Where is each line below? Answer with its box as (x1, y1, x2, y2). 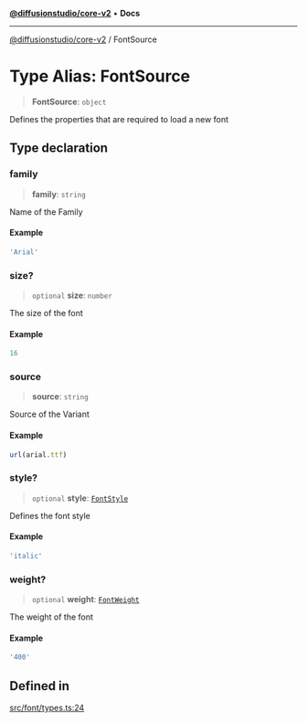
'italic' (9, 551, 43, 560)
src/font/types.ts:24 (9, 703, 85, 714)
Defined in (9, 678, 70, 694)
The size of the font (9, 308, 84, 318)
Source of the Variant (9, 409, 90, 419)
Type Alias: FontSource (9, 66, 191, 87)
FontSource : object (31, 96, 107, 107)
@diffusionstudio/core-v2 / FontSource (9, 34, 157, 45)
